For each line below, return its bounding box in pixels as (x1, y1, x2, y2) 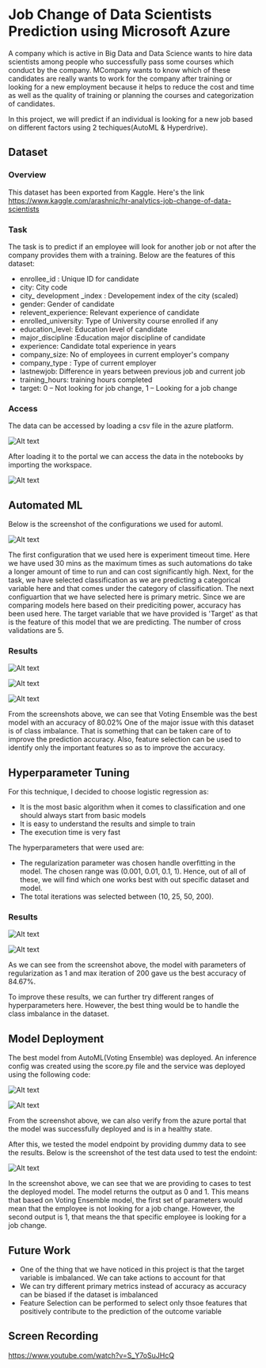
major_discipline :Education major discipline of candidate (19, 332, 206, 342)
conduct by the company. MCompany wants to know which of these (8, 65, 231, 74)
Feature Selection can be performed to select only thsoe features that (19, 1298, 248, 1308)
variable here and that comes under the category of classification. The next (8, 584, 255, 593)
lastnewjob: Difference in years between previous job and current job (19, 366, 245, 376)
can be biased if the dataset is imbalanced (19, 1290, 158, 1299)
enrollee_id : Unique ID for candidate (19, 274, 139, 283)
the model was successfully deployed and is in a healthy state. (8, 1124, 212, 1134)
